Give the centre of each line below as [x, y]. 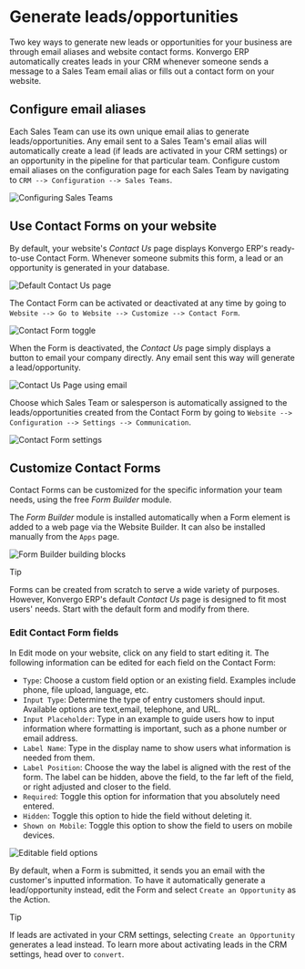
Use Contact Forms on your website [113, 227]
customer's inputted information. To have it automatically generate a [137, 880]
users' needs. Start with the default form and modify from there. [130, 609]
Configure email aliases [78, 110]
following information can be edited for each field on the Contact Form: [142, 662]
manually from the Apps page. [65, 537]
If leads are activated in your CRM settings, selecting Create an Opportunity [152, 934]
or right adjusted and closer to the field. [97, 787]
